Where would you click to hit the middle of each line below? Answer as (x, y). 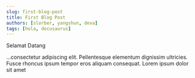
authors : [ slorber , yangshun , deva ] (52, 23)
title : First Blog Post (36, 17)
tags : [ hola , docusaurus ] (38, 28)
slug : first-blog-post (34, 12)
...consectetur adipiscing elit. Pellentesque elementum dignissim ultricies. (97, 57)
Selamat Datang (26, 46)
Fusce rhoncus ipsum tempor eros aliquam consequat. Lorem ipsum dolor (97, 64)
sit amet (16, 70)
